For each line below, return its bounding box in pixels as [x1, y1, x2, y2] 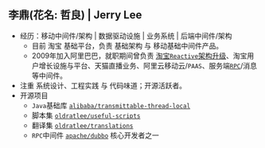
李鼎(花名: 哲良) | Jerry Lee [8, 8, 142, 22]
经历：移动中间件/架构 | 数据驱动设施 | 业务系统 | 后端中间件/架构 [19, 31, 232, 41]
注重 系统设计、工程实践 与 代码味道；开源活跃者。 [19, 80, 187, 90]
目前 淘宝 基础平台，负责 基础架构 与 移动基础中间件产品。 [31, 41, 224, 50]
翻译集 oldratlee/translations [31, 120, 134, 130]
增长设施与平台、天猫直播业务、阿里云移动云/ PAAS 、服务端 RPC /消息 [38, 60, 257, 70]
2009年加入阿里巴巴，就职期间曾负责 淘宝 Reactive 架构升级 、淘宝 [31, 51, 247, 60]
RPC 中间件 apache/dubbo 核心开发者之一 [31, 130, 159, 140]
